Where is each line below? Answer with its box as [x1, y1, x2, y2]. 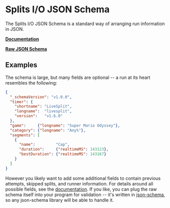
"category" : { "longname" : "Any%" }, [10, 128, 86, 133]
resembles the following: [5, 79, 57, 86]
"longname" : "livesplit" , [14, 109, 72, 114]
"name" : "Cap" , [18, 142, 70, 147]
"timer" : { [10, 99, 33, 105]
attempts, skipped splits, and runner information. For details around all [5, 180, 154, 186]
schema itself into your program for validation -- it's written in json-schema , [5, 191, 165, 198]
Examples [5, 60, 37, 70]
